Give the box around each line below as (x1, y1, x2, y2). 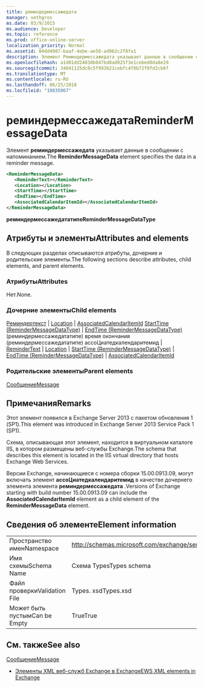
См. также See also (6, 639, 80, 650)
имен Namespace (9, 544, 59, 553)
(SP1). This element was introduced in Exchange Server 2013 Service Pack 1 (6, 421, 195, 428)
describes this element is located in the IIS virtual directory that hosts (6, 452, 179, 459)
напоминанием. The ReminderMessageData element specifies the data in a (6, 152, 196, 160)
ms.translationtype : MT (6, 71, 66, 77)
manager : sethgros (6, 15, 53, 21)
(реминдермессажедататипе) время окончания (6, 333, 130, 340)
